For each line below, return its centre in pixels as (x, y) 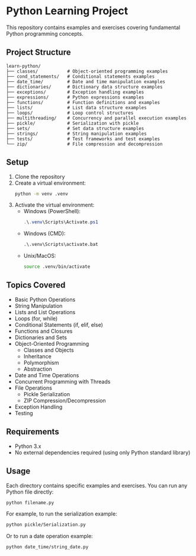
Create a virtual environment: (50, 183)
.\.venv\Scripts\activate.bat (61, 245)
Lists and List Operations (45, 312)
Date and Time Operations (47, 375)
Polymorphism (41, 362)
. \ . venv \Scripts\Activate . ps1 (61, 222)
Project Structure (38, 53)
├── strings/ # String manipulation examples (76, 134)
